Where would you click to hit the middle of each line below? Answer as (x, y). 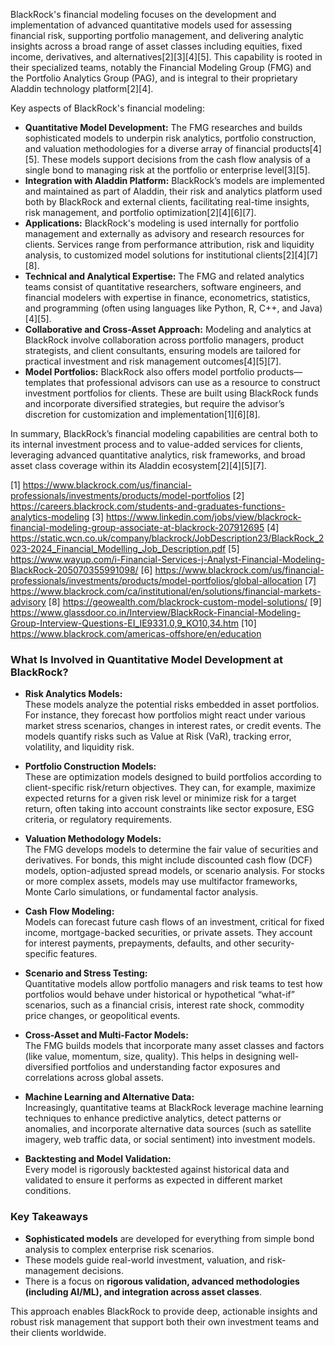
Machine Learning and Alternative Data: (109, 1097)
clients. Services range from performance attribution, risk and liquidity (169, 244)
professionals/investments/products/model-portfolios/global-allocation (156, 580)
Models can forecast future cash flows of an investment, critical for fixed (174, 922)
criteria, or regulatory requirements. (98, 820)
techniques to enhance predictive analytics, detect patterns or (153, 1118)
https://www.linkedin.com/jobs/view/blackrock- (204, 517)
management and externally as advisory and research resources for (164, 233)
